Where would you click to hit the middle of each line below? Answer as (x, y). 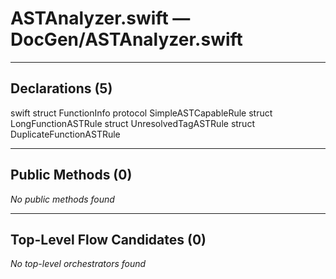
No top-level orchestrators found (78, 264)
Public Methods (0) (71, 175)
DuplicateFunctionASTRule (65, 134)
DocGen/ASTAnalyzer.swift (126, 39)
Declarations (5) (61, 88)
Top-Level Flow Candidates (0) (108, 239)
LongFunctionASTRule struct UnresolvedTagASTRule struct (132, 123)
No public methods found (62, 199)
